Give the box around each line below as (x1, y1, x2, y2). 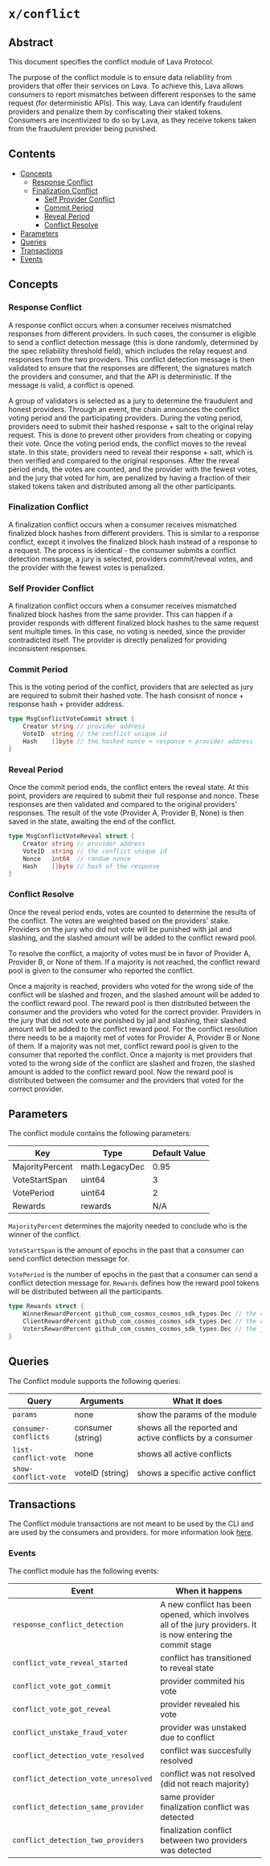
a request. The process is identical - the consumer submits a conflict (8, 545, 236, 555)
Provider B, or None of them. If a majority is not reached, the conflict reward (8, 957, 260, 966)
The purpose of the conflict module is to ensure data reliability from (8, 73, 232, 82)
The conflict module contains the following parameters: (8, 1128, 191, 1138)
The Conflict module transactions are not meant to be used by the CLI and (8, 1519, 254, 1529)
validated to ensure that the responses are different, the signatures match (8, 363, 252, 372)
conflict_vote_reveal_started (12, 1658, 129, 1667)
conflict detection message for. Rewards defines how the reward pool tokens (8, 1278, 260, 1288)
